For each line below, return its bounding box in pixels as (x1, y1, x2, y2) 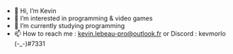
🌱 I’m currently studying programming (13, 22, 125, 29)
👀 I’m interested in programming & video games (13, 14, 153, 22)
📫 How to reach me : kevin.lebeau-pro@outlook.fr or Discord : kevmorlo (13, 29, 227, 38)
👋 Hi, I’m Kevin (13, 7, 57, 15)
